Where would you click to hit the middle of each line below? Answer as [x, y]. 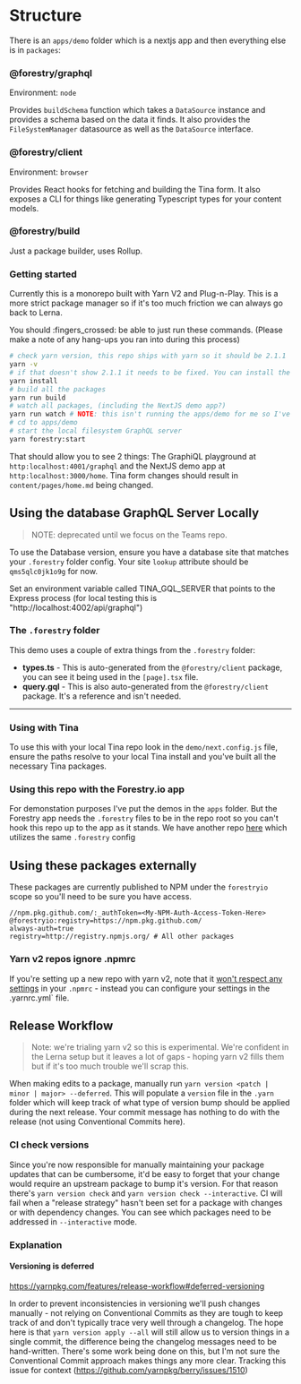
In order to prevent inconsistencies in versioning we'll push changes [135, 1303]
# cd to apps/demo [43, 423]
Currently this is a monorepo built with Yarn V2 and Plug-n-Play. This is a [144, 294]
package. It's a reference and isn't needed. [102, 696]
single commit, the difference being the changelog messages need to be [143, 1341]
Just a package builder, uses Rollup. [76, 251]
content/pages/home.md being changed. [82, 485]
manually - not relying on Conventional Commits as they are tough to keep [146, 1312]
